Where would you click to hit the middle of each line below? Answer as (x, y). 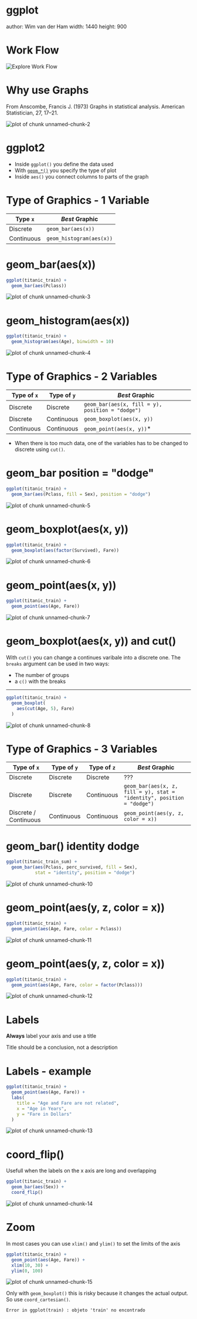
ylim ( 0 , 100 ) (27, 1271)
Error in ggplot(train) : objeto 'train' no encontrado (76, 1310)
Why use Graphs (47, 90)
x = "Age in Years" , (42, 1108)
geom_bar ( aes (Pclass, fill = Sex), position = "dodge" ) (81, 494)
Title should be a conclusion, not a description (62, 1047)
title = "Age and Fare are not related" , (68, 1103)
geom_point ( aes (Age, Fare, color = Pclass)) (67, 928)
